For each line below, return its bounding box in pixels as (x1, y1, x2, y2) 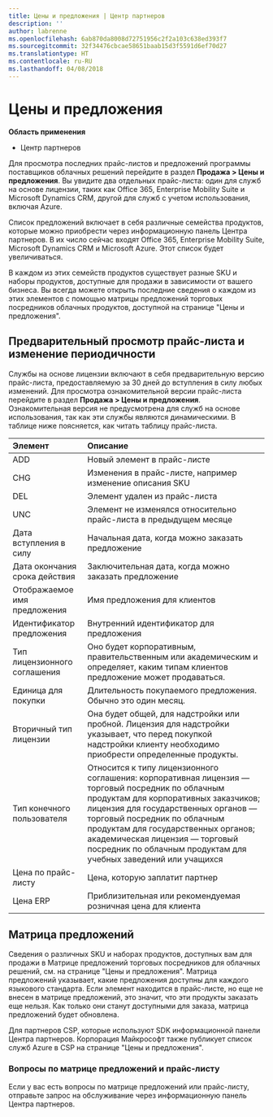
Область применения (8, 127, 86, 137)
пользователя (12, 813, 67, 824)
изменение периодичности (8, 347, 156, 361)
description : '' (8, 20, 63, 28)
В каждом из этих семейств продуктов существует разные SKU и (8, 268, 237, 277)
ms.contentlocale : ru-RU (8, 58, 93, 66)
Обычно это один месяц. (87, 695, 185, 706)
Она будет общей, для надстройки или (87, 708, 240, 719)
